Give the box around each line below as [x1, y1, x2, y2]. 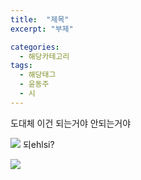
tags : [10, 61, 33, 71]
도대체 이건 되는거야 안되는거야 [10, 117, 132, 129]
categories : [10, 42, 60, 52]
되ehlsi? [22, 138, 55, 150]
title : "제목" [10, 14, 70, 25]
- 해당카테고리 [19, 51, 70, 61]
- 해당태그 [19, 70, 57, 80]
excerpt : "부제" [10, 24, 74, 34]
